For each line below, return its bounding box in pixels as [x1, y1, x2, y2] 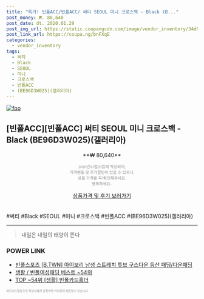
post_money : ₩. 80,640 [6, 15, 64, 21]
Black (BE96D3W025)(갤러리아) [6, 135, 126, 146]
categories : [6, 37, 36, 43]
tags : [6, 49, 20, 55]
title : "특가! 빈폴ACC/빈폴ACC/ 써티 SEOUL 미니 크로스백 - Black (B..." [6, 8, 179, 15]
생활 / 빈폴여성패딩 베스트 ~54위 [15, 268, 92, 276]
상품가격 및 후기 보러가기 [72, 192, 132, 199]
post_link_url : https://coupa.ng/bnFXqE [6, 32, 110, 38]
